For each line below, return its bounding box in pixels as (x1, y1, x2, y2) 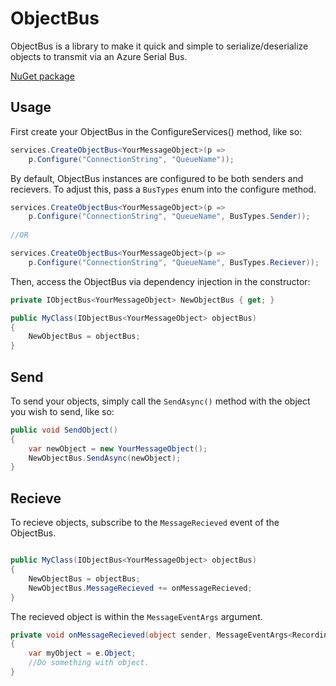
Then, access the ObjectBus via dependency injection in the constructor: (10, 275, 311, 287)
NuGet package (10, 70, 75, 82)
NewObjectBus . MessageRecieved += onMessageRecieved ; (28, 583, 253, 593)
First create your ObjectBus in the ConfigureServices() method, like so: (10, 125, 303, 137)
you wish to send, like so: (10, 405, 115, 417)
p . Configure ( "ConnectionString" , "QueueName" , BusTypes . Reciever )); (28, 257, 320, 267)
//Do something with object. (28, 658, 150, 668)
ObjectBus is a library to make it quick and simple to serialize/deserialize (10, 40, 309, 52)
